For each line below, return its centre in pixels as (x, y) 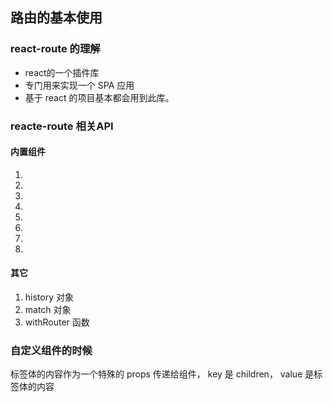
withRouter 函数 (57, 322)
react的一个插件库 (62, 72)
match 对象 (48, 310)
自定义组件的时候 (51, 350)
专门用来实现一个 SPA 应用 (79, 85)
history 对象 (49, 297)
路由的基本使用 (56, 18)
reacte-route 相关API (62, 126)
